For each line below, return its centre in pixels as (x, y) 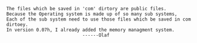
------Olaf (96, 35)
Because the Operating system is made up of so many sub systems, (92, 14)
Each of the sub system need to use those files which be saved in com (98, 19)
